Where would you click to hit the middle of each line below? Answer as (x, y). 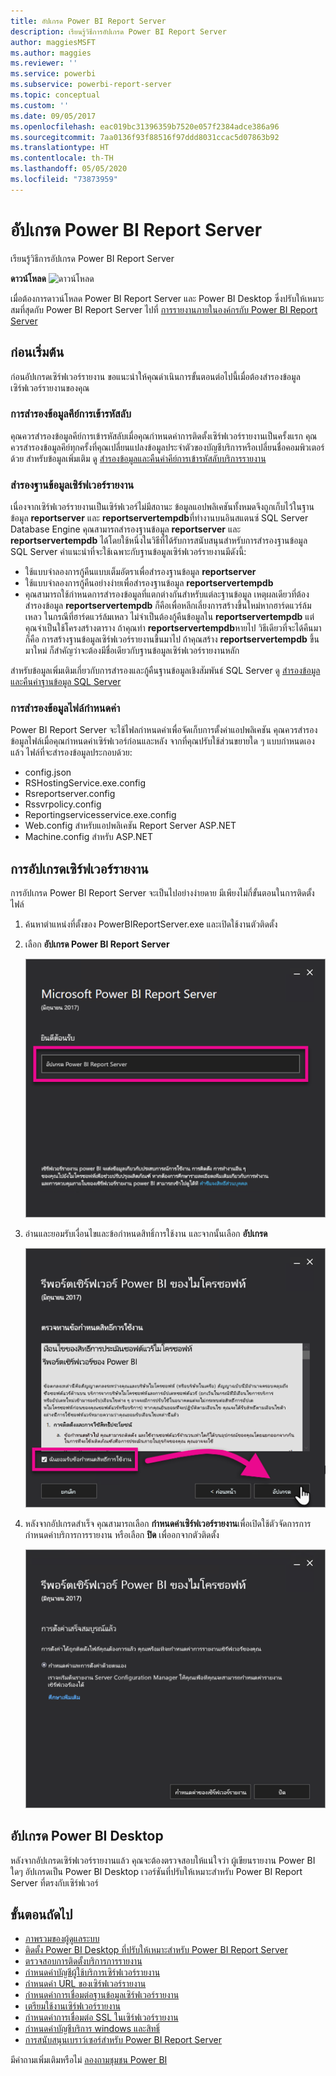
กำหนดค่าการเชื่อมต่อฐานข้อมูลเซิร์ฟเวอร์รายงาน (102, 1995)
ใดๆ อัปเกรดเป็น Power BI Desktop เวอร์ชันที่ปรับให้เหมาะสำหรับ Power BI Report (156, 1871)
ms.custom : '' (40, 105)
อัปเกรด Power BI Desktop (87, 1836)
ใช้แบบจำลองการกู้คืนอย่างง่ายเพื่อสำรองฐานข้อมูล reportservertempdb (149, 583)
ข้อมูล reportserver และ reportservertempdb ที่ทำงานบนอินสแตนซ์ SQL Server (159, 518)
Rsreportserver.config (70, 794)
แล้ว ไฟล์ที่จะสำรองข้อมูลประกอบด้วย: (71, 752)
